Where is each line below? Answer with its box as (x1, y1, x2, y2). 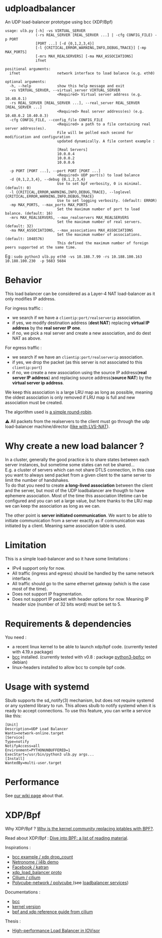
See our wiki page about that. (5, 792, 64, 798)
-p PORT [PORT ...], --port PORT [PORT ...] (9, 168, 101, 173)
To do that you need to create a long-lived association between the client (5, 482, 153, 488)
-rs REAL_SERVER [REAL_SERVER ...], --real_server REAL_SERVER (9, 100, 140, 105)
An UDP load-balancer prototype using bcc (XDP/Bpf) (5, 19, 113, 25)
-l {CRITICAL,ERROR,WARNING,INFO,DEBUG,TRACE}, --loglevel (9, 190, 131, 195)
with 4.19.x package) (12, 649, 53, 655)
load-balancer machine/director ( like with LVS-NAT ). (5, 423, 110, 429)
